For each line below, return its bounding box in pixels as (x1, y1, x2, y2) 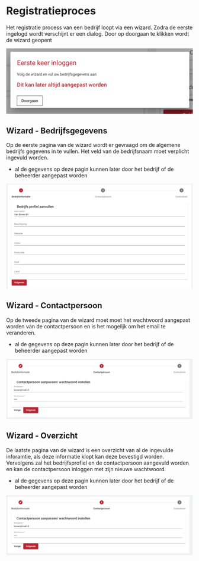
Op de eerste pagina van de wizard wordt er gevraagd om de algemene (6, 141, 181, 148)
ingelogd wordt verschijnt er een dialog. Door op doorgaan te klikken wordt (6, 30, 190, 37)
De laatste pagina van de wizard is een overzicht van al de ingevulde (6, 446, 174, 453)
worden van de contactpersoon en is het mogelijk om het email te (6, 322, 166, 330)
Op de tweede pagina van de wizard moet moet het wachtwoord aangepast (6, 316, 191, 324)
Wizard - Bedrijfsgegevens (6, 126, 108, 136)
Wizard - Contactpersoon (6, 300, 102, 311)
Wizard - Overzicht (6, 431, 78, 441)
